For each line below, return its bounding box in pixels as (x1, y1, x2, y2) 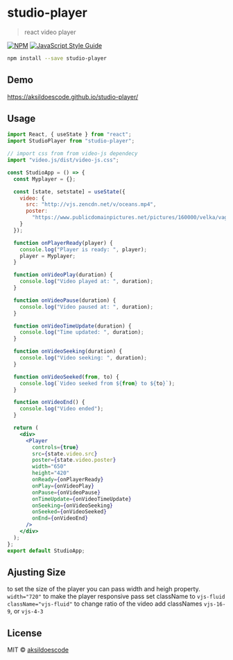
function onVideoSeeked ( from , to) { (13, 373, 119, 380)
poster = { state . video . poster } (32, 457, 116, 464)
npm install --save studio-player (7, 54, 107, 62)
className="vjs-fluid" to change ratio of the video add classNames (7, 599, 202, 608)
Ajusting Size (7, 566, 66, 578)
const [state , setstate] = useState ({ (13, 188, 126, 195)
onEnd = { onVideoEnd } (32, 515, 89, 522)
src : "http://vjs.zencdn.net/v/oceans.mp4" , (25, 201, 157, 208)
